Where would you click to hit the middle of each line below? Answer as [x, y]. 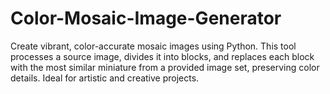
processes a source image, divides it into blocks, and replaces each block [162, 56]
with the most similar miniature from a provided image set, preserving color [165, 67]
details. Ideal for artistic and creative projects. [105, 78]
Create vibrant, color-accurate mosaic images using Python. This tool [153, 46]
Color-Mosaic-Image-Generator [146, 18]
